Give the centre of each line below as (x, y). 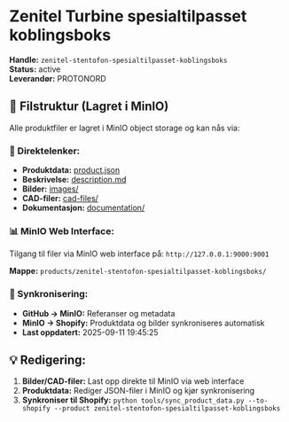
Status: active (35, 69)
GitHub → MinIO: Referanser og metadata (98, 313)
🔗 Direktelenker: (45, 151)
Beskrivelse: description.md (74, 180)
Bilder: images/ (50, 189)
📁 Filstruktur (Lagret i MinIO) (89, 107)
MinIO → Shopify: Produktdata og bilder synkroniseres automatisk (143, 323)
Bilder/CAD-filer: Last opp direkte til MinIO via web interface (133, 381)
